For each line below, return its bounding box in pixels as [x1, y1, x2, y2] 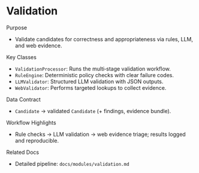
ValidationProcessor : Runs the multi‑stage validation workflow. [14, 65, 171, 72]
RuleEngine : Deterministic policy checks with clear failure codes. [14, 71, 174, 78]
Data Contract [6, 96, 41, 103]
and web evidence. [14, 42, 62, 49]
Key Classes [6, 53, 37, 60]
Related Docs [6, 148, 40, 156]
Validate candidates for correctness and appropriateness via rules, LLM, [14, 35, 194, 43]
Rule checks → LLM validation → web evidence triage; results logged [14, 130, 186, 138]
